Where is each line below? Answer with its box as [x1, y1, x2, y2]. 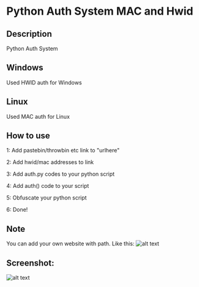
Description [6, 29, 52, 39]
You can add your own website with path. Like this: [6, 240, 135, 247]
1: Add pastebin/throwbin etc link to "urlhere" [6, 147, 120, 154]
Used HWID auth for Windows [6, 78, 82, 86]
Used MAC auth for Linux [6, 113, 70, 120]
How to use [6, 130, 50, 141]
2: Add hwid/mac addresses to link [6, 158, 94, 166]
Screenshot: [6, 258, 54, 268]
